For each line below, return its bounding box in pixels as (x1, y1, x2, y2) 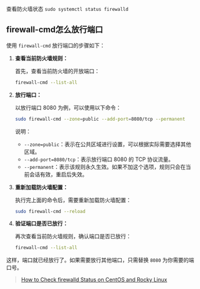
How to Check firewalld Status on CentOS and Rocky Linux (20, 276, 167, 284)
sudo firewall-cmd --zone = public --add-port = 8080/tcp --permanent (14, 116, 186, 122)
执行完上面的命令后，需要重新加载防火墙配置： (14, 196, 131, 203)
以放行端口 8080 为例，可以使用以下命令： (14, 104, 122, 111)
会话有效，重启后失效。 (29, 171, 88, 178)
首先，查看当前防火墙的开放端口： (14, 67, 100, 74)
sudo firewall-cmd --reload (14, 208, 86, 214)
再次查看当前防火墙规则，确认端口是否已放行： (14, 233, 131, 240)
